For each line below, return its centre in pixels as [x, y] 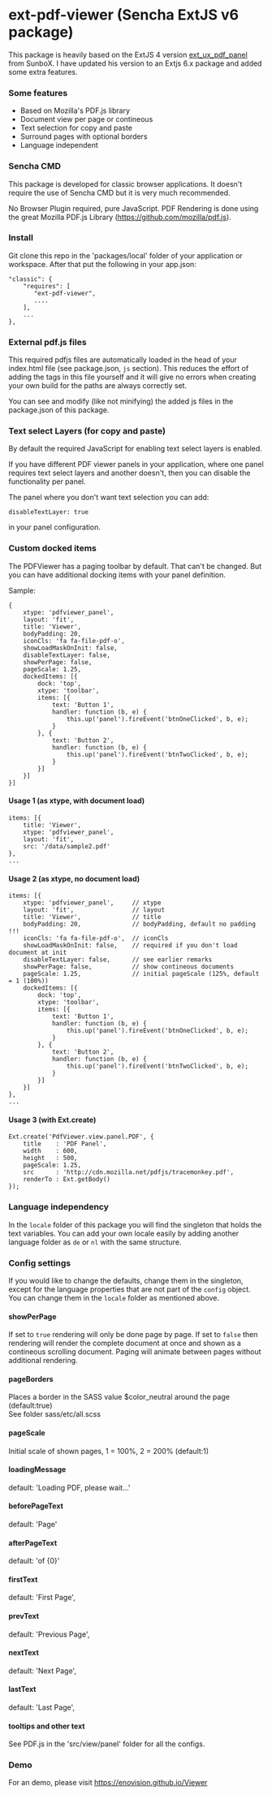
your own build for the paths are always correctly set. [98, 386]
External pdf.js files [47, 342]
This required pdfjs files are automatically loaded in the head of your [123, 360]
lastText [22, 1689]
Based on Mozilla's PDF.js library [75, 110]
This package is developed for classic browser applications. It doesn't [125, 183]
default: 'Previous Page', [49, 1634]
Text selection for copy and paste [76, 128]
